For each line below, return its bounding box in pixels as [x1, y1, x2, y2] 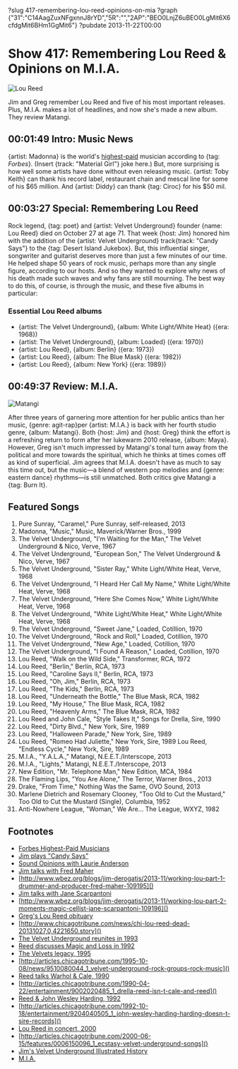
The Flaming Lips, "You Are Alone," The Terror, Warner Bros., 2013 [18, 775, 212, 784]
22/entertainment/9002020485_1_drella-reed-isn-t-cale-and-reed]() [18, 987, 218, 996]
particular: [8, 289, 38, 297]
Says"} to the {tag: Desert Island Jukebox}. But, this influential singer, [8, 244, 210, 252]
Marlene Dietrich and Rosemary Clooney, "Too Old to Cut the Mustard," [18, 790, 225, 798]
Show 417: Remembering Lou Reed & [8, 46, 227, 62]
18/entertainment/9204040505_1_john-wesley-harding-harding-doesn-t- [18, 1010, 231, 1018]
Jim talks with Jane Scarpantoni [18, 890, 112, 898]
